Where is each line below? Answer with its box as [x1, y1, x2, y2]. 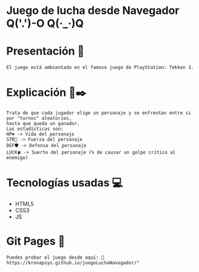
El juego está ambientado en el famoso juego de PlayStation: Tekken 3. [6, 64, 194, 70]
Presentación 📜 [6, 44, 85, 58]
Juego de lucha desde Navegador [6, 4, 180, 18]
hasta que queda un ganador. [6, 121, 80, 127]
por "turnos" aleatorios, [6, 115, 72, 121]
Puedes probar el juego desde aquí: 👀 [6, 254, 104, 260]
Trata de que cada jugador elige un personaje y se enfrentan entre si [6, 110, 191, 116]
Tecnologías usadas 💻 [6, 176, 123, 190]
